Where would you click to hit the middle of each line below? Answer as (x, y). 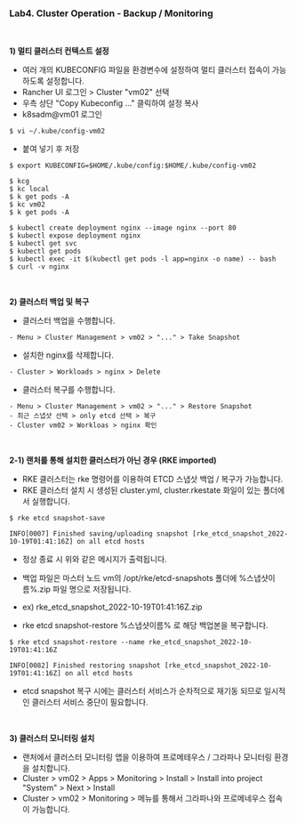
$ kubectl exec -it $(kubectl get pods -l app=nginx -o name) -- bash (143, 259)
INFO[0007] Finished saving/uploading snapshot (99, 534)
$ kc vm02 (28, 205)
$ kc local (29, 190)
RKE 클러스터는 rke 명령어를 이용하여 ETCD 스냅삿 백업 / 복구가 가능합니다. (153, 480)
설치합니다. (51, 769)
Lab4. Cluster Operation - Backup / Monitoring (111, 13)
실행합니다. (51, 502)
